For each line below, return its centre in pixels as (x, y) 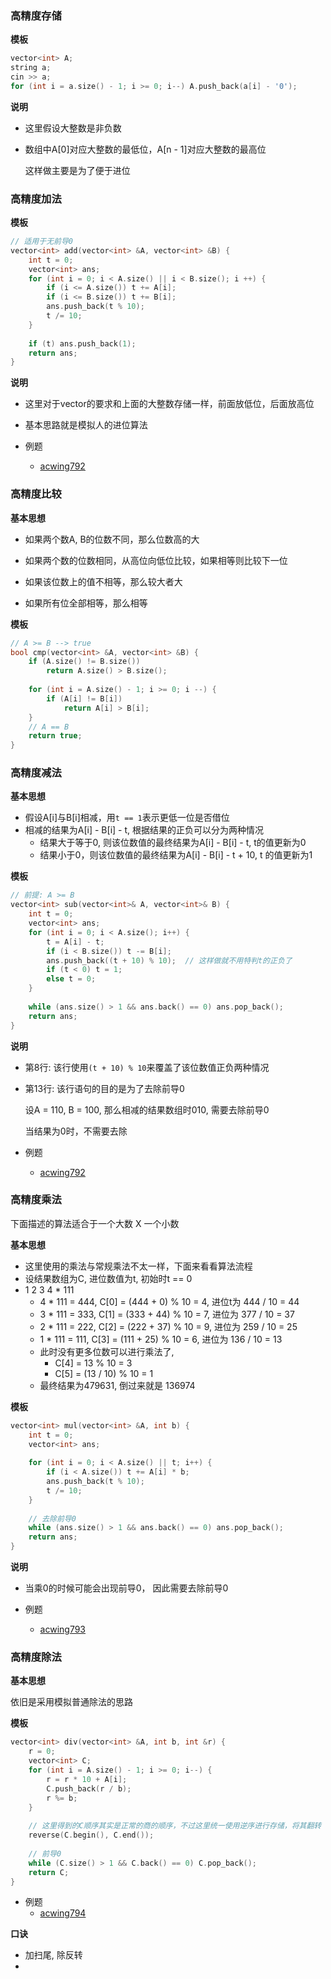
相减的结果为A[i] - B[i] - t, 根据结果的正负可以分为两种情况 (144, 830)
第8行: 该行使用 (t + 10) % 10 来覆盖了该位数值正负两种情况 (147, 1067)
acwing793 (63, 1629)
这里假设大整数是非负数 (73, 128)
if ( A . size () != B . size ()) (84, 662)
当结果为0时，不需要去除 (76, 1131)
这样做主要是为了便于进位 (77, 170)
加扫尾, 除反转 (53, 1955)
